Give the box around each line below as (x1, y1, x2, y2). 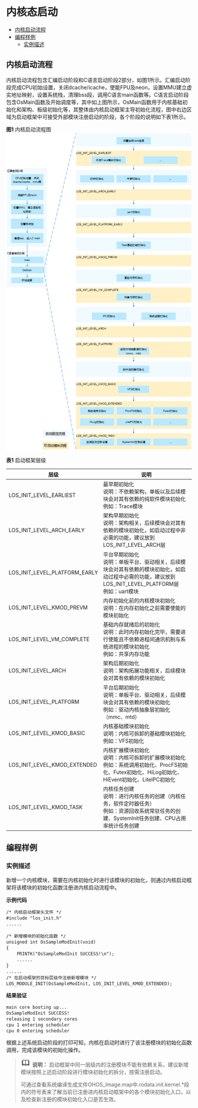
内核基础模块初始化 (103, 723, 150, 730)
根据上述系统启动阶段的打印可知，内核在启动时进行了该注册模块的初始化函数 (6, 1038, 192, 1046)
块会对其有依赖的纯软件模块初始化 (103, 496, 186, 503)
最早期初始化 (103, 481, 134, 488)
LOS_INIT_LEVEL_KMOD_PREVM (8, 604, 88, 611)
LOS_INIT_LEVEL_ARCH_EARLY (8, 526, 85, 533)
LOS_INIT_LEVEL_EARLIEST (8, 492, 76, 499)
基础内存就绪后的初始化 (103, 621, 160, 628)
